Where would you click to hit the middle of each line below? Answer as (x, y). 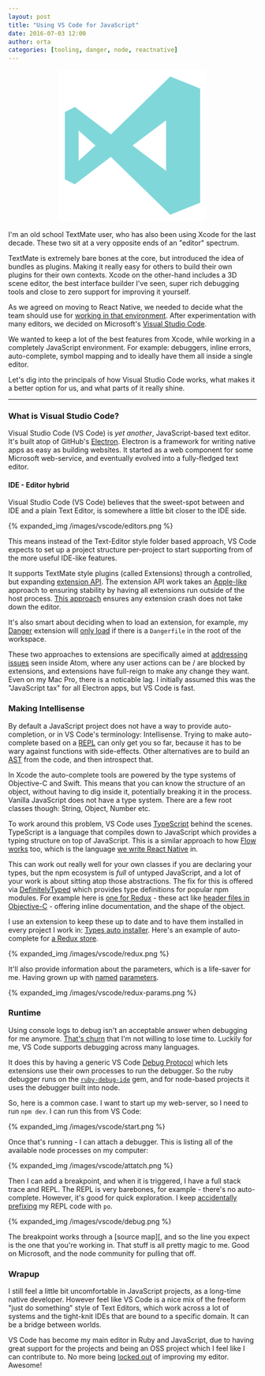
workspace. (27, 639)
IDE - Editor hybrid (39, 484)
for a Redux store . (69, 938)
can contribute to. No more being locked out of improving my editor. (119, 1357)
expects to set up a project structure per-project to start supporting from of (131, 550)
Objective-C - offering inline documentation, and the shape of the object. (127, 906)
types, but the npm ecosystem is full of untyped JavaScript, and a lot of (125, 873)
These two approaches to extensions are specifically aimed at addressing (128, 654)
